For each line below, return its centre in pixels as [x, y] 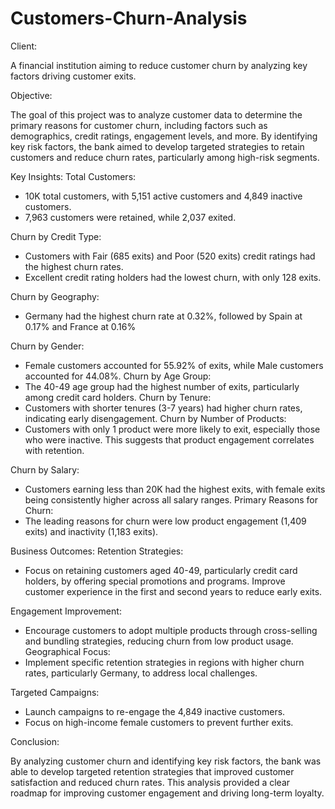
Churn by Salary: [45, 469]
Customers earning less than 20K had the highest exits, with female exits [175, 489]
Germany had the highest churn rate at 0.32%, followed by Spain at [163, 316]
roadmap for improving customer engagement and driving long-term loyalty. [167, 793]
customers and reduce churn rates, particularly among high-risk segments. [165, 157]
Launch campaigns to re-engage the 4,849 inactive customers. [155, 711]
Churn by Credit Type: [56, 236]
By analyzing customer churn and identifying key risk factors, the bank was [166, 761]
